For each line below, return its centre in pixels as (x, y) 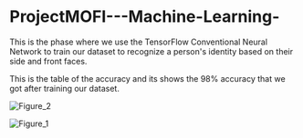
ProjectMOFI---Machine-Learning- (145, 17)
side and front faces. (48, 61)
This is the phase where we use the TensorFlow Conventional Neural (138, 42)
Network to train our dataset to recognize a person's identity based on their (151, 51)
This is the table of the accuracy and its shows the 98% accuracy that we (147, 78)
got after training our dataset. (65, 88)
